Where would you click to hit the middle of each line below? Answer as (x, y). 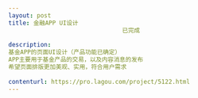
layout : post (30, 15)
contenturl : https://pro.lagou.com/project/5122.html (99, 81)
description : (30, 45)
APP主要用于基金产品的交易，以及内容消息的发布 (76, 60)
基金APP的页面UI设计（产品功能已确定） (65, 52)
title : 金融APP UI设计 (43, 23)
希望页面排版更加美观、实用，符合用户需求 (68, 67)
